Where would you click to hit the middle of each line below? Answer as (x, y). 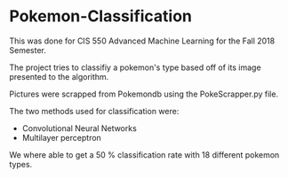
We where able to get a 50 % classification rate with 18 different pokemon (144, 155)
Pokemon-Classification (101, 16)
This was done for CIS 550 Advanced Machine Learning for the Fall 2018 (142, 41)
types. (21, 164)
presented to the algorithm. (59, 76)
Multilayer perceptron (62, 137)
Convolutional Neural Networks (80, 128)
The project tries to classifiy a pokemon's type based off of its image (135, 67)
